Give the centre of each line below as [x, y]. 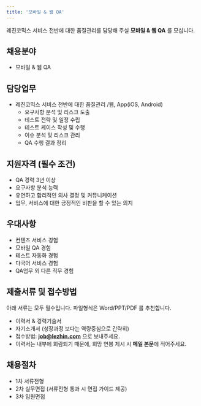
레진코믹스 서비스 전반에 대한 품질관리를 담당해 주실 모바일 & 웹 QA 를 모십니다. [100, 30]
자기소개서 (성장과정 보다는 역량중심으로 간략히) [72, 328]
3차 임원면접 [30, 396]
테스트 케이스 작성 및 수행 [55, 128]
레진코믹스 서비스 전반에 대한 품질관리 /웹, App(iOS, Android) [89, 104]
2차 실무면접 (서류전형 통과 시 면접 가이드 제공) [71, 389]
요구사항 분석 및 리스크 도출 [57, 112]
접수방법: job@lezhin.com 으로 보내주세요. [68, 336]
